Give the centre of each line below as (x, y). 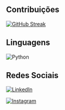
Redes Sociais (32, 75)
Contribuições (33, 10)
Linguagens (28, 43)
